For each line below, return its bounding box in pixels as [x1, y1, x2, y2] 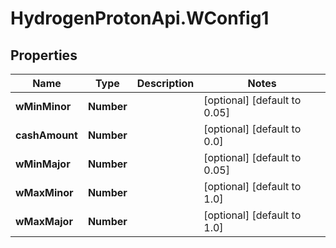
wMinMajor [15, 157, 71, 171]
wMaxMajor [15, 215, 73, 228]
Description [136, 77, 195, 90]
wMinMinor [15, 100, 72, 113]
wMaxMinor [15, 186, 74, 199]
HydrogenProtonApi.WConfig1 [10, 7, 270, 30]
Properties [10, 47, 78, 64]
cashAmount [15, 128, 78, 142]
